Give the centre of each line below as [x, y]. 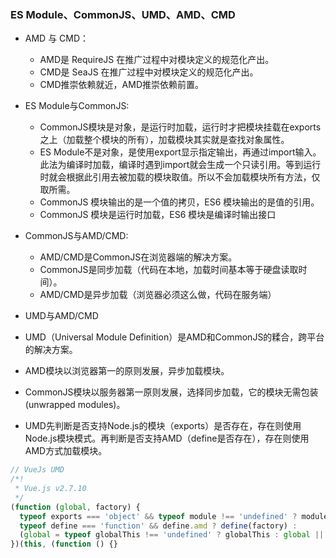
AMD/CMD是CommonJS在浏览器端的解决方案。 [138, 257]
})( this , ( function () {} [64, 544]
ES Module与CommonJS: [77, 106]
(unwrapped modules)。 [75, 405]
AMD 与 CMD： [57, 38]
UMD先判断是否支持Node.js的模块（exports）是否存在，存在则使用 [163, 426]
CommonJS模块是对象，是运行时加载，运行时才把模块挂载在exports [180, 127]
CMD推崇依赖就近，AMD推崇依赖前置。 [121, 85]
